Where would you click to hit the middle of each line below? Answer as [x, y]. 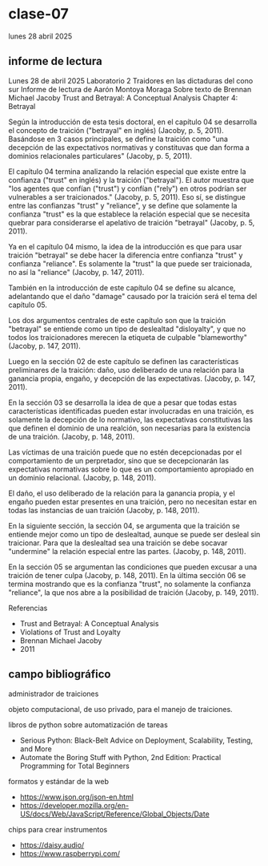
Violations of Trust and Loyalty [70, 632]
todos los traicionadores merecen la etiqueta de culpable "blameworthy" [128, 337]
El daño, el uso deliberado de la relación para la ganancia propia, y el [122, 493]
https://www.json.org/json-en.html [77, 797]
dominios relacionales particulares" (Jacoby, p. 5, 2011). [100, 156]
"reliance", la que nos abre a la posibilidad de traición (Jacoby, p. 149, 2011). [134, 592]
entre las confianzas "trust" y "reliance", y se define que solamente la [123, 205]
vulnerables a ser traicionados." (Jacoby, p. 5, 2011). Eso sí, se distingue [127, 196]
